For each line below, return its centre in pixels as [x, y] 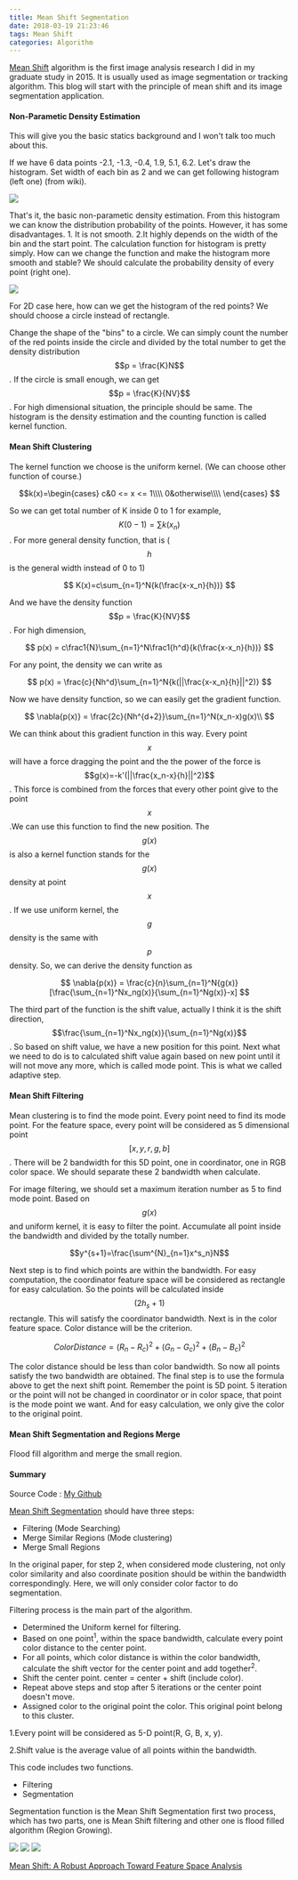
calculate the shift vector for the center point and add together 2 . [140, 1667]
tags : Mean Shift [41, 34]
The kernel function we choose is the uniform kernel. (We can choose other [148, 466]
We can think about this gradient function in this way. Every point [128, 734]
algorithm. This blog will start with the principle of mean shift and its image [146, 86]
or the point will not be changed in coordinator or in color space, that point [145, 1394]
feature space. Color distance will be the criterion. [101, 1328]
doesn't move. [48, 1697]
